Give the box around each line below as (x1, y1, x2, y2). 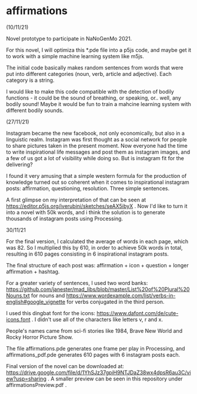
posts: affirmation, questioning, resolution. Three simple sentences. (6, 184, 169, 192)
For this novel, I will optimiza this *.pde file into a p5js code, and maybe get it (6, 46, 192, 54)
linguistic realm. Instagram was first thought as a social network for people (6, 135, 187, 143)
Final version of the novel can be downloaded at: (6, 362, 125, 369)
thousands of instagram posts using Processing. (6, 215, 123, 222)
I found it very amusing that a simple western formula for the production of (6, 172, 187, 179)
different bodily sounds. (6, 107, 64, 114)
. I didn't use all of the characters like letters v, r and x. (31, 316, 163, 323)
